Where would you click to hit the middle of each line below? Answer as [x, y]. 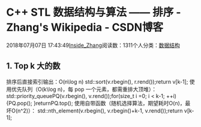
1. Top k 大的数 [34, 66]
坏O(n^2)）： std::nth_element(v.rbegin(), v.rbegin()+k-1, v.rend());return [94, 110]
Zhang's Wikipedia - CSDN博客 [85, 27]
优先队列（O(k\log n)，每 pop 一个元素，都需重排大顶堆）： [84, 89]
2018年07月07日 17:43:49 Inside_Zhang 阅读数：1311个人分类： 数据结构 [93, 45]
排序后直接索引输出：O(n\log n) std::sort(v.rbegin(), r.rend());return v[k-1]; [97, 81]
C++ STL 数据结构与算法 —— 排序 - [94, 12]
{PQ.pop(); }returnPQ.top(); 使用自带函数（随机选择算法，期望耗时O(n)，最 [98, 103]
